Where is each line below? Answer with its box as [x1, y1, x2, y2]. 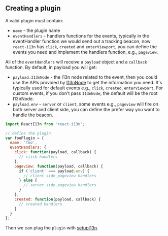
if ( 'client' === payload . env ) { [18, 168, 90, 174]
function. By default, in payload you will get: [5, 64, 97, 70]
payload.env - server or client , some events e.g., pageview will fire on [12, 101, 159, 107]
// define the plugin [5, 130, 51, 136]
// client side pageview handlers [23, 173, 96, 178]
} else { [18, 178, 38, 183]
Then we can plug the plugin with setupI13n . [5, 225, 98, 231]
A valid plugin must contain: [5, 17, 63, 23]
